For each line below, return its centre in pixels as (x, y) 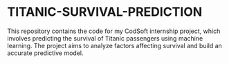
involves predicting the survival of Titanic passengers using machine (105, 38)
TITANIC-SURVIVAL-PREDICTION (105, 12)
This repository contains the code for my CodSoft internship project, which (114, 31)
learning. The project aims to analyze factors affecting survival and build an (115, 45)
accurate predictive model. (46, 53)
